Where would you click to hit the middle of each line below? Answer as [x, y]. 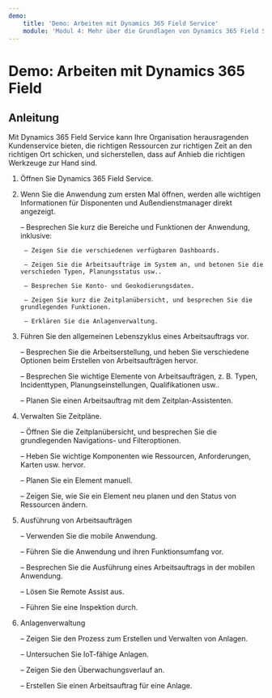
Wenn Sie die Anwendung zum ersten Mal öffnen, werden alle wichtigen [140, 194]
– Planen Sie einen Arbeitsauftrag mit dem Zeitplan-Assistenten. [126, 400]
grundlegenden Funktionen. [66, 307]
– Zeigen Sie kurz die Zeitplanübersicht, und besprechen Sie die [138, 300]
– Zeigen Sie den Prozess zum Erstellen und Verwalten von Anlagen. [134, 639]
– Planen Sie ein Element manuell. [76, 480]
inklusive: [36, 236]
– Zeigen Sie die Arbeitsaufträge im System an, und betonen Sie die [144, 265]
